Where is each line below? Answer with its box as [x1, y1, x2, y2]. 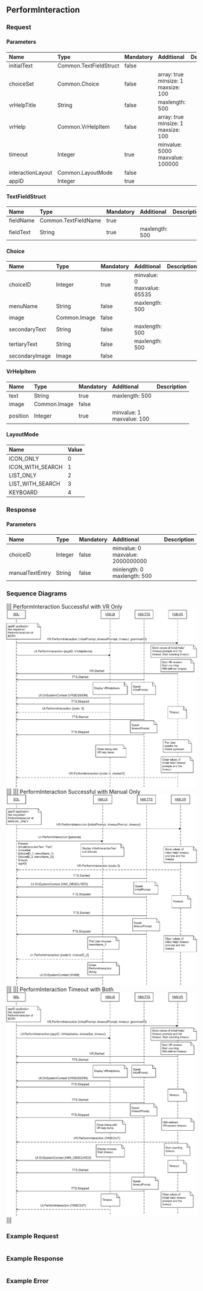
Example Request [6, 1232, 59, 1240]
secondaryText [8, 326, 47, 333]
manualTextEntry [8, 569, 51, 576]
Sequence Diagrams [6, 589, 68, 597]
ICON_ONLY [8, 455, 39, 462]
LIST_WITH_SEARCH [8, 480, 60, 487]
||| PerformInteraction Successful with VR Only [6, 603, 123, 610]
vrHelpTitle [8, 101, 36, 109]
